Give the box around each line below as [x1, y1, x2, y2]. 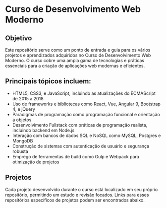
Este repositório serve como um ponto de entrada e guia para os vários [5, 47, 151, 53]
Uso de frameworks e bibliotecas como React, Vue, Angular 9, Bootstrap [12, 101, 161, 107]
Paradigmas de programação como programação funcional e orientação [12, 111, 160, 117]
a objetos [12, 117, 32, 123]
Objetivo [5, 34, 32, 42]
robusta [12, 148, 28, 154]
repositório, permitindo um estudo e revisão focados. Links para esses [5, 192, 149, 198]
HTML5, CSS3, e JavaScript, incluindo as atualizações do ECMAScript [12, 90, 156, 96]
